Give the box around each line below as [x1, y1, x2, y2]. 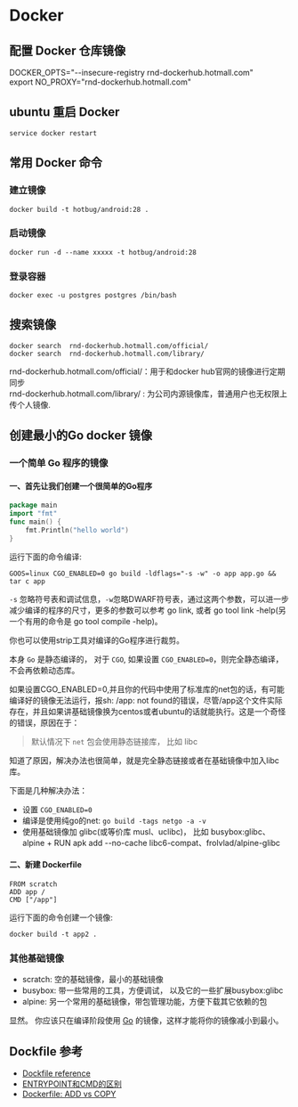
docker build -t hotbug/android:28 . [9, 205, 149, 214]
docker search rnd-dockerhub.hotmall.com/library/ [9, 349, 205, 358]
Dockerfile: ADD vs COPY [21, 1088, 117, 1100]
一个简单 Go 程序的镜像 [9, 457, 109, 469]
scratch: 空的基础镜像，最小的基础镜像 [21, 974, 165, 985]
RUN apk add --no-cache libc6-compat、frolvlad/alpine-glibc [53, 837, 281, 848]
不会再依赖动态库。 [9, 664, 80, 675]
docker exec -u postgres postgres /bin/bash [9, 291, 177, 300]
